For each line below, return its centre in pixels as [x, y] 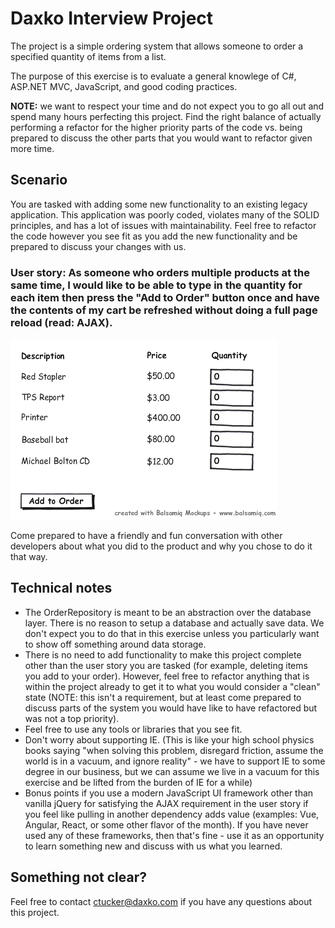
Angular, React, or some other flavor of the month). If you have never [166, 824]
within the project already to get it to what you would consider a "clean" [172, 686]
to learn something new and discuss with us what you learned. [153, 846]
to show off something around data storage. [115, 644]
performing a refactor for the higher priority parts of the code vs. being [156, 127]
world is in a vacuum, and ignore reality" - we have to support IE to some [175, 761]
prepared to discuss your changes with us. [98, 246]
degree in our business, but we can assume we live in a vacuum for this [172, 771]
